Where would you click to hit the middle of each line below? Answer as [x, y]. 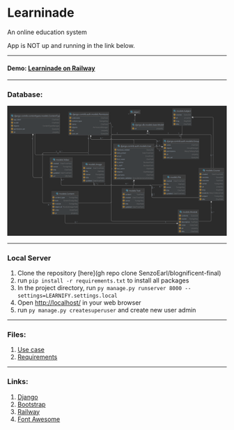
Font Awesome [39, 419]
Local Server [29, 257]
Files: [17, 334]
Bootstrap [31, 404]
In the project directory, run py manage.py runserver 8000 [100, 288]
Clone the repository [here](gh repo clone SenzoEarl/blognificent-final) [119, 273]
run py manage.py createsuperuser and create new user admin [107, 310]
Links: [18, 382]
